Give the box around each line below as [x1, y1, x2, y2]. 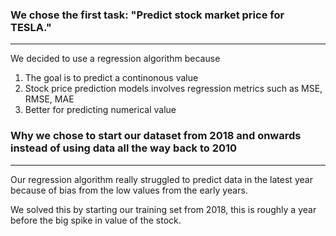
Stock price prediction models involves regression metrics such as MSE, [24, 83, 323, 95]
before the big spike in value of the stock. [10, 214, 182, 226]
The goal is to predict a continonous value [24, 72, 199, 84]
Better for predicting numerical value [24, 104, 177, 116]
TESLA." [10, 20, 52, 34]
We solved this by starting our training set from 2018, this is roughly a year [10, 203, 317, 215]
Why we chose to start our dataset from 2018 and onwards [10, 129, 302, 143]
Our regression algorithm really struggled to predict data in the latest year [10, 173, 313, 185]
